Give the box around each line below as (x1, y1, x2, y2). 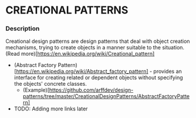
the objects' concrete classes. (13, 80, 87, 87)
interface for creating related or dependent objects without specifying (13, 74, 183, 81)
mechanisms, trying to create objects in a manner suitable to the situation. (5, 44, 185, 51)
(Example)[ (22, 86, 50, 94)
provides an (153, 68, 183, 75)
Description (5, 25, 40, 33)
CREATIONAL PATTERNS (5, 4, 129, 17)
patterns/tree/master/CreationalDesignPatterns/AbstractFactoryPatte (22, 93, 190, 100)
